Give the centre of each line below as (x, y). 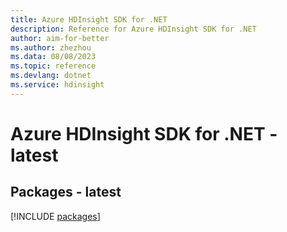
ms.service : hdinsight (57, 85)
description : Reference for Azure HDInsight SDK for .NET (133, 29)
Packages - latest (66, 192)
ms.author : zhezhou (51, 47)
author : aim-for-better (60, 38)
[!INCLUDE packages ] (55, 216)
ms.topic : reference (53, 66)
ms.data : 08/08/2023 (53, 57)
